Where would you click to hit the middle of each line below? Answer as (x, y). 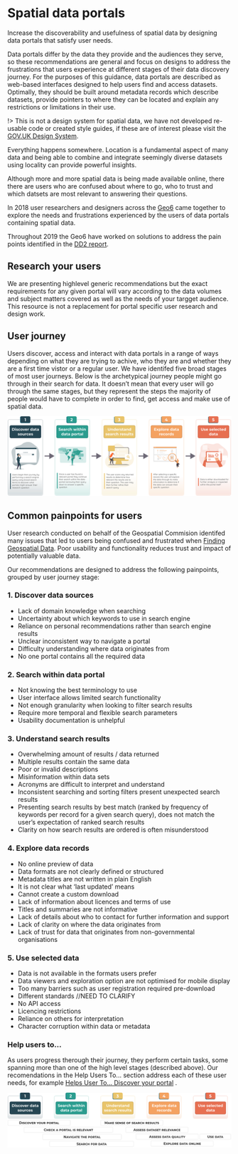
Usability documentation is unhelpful (71, 721)
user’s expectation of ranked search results (81, 822)
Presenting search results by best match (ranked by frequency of (113, 807)
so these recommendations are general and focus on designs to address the (119, 61)
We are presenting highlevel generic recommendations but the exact (108, 283)
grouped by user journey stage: (53, 577)
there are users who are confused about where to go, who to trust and (110, 186)
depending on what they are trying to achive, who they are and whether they (119, 361)
